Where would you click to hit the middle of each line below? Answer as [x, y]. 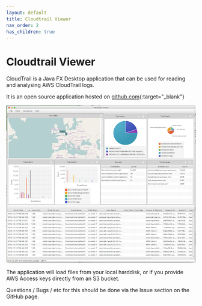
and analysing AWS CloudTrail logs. [50, 85]
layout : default [26, 13]
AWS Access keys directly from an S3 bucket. [63, 278]
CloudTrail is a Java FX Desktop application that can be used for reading [96, 79]
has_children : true [31, 32]
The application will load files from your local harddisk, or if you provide [95, 272]
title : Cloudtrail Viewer [38, 19]
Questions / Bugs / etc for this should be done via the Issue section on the [98, 290]
